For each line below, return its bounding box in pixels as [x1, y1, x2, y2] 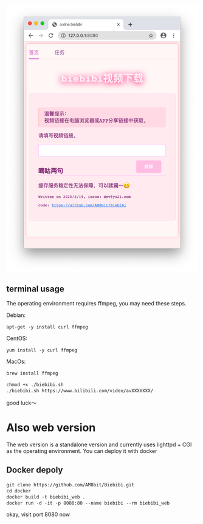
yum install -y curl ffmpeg [6, 347, 78, 353]
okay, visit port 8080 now [6, 511, 71, 518]
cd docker [6, 488, 32, 494]
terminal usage [6, 284, 65, 294]
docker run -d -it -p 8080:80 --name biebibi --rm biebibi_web [6, 500, 170, 506]
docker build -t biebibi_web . [6, 494, 86, 500]
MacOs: [6, 358, 26, 366]
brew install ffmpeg [6, 370, 59, 376]
